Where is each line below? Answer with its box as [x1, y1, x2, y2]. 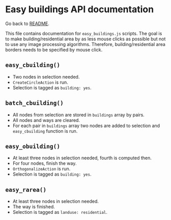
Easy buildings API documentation [5, 4, 154, 15]
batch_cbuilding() [5, 100, 64, 107]
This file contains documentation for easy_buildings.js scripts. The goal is [5, 30, 162, 36]
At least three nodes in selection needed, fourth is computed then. [12, 155, 152, 161]
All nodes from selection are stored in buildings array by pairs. [12, 111, 145, 118]
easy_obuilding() [5, 142, 60, 150]
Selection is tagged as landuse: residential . [12, 209, 108, 215]
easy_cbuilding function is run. [12, 128, 78, 134]
